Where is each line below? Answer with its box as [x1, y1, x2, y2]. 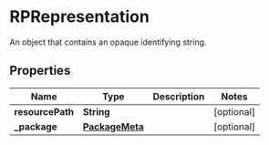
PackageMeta [82, 120, 144, 133]
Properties [9, 63, 71, 78]
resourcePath [14, 105, 75, 118]
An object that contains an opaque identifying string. [9, 36, 207, 47]
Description [152, 89, 205, 102]
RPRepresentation [9, 6, 150, 27]
